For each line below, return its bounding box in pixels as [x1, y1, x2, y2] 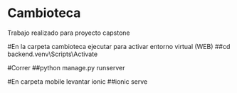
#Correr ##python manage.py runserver [7, 63, 125, 72]
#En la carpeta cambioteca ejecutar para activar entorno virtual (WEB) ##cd [7, 42, 231, 50]
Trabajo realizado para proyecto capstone [7, 28, 130, 37]
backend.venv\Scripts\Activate [7, 50, 98, 58]
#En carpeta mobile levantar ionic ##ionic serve [7, 77, 148, 86]
